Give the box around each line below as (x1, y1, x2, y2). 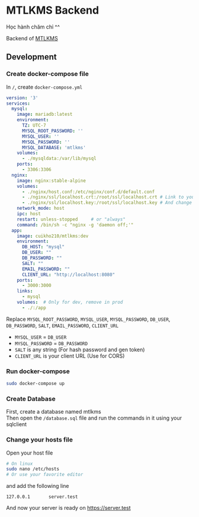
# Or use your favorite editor (6, 472, 84, 478)
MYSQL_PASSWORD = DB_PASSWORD (14, 339, 88, 346)
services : (6, 100, 31, 106)
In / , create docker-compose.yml (6, 83, 83, 90)
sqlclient (6, 421, 27, 428)
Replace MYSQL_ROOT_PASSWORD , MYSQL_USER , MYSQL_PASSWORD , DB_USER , (6, 316, 171, 323)
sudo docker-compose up (6, 381, 65, 387)
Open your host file (6, 449, 53, 456)
